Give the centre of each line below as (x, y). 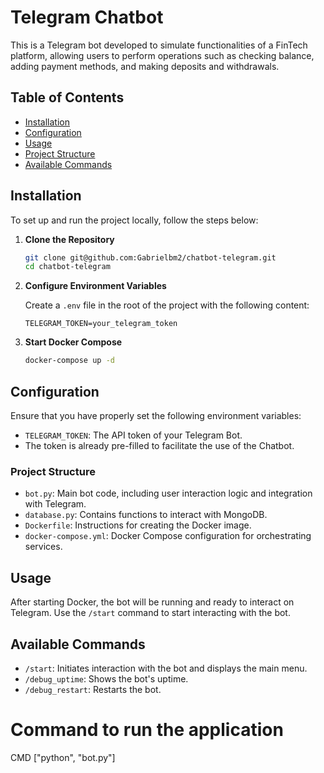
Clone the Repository (69, 239)
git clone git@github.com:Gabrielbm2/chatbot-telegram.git (150, 257)
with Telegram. (55, 504)
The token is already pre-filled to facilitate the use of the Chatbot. (159, 445)
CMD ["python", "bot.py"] (63, 757)
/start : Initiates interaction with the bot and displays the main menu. (166, 668)
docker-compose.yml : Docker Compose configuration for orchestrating (168, 536)
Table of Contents (67, 97)
